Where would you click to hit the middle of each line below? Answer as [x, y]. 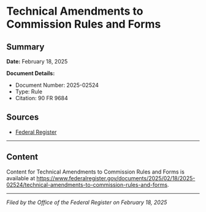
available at [21, 178]
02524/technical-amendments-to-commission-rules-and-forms [87, 185]
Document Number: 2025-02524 [57, 85]
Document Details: [31, 73]
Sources [23, 117]
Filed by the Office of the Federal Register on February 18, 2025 [87, 202]
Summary [25, 47]
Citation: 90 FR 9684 [42, 98]
